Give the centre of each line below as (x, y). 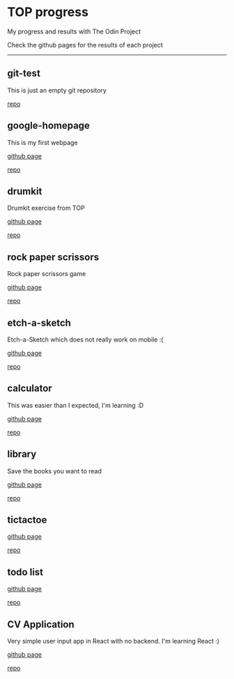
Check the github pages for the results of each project (85, 45)
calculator (30, 389)
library (22, 454)
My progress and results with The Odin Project (74, 31)
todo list (25, 572)
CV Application (41, 624)
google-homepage (49, 126)
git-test (24, 74)
